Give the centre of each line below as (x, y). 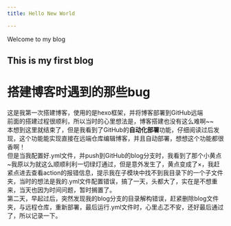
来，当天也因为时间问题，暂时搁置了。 (61, 190)
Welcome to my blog (36, 39)
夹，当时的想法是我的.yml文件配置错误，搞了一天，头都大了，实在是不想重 (112, 181)
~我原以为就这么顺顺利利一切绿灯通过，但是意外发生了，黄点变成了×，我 (111, 164)
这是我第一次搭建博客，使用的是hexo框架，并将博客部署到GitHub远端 (105, 112)
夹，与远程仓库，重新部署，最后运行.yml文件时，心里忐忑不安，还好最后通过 (115, 207)
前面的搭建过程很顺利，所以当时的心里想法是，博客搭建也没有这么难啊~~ (111, 121)
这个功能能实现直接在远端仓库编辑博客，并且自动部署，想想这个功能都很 (121, 138)
